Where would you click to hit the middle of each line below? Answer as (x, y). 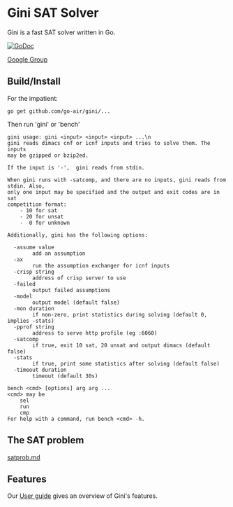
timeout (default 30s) (65, 376)
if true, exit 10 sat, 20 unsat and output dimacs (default (121, 345)
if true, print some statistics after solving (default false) (126, 363)
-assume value (34, 247)
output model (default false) (76, 303)
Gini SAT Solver (53, 13)
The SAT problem (46, 440)
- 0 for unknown (45, 223)
